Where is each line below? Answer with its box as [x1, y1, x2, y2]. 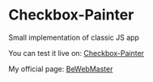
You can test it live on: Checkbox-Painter [8, 48, 144, 58]
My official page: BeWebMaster [8, 63, 113, 74]
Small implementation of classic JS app [8, 32, 140, 42]
